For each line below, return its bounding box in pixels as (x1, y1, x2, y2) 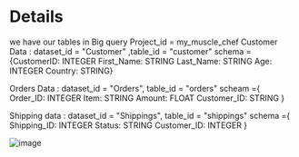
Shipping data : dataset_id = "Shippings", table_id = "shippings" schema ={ (9, 110, 291, 121)
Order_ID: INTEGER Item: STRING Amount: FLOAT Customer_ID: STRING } (9, 93, 285, 103)
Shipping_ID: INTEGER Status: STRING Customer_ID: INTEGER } (9, 120, 248, 131)
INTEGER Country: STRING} (9, 65, 114, 76)
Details (9, 6, 64, 27)
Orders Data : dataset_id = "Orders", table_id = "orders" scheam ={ (9, 83, 261, 93)
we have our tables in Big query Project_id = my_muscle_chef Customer (9, 36, 278, 47)
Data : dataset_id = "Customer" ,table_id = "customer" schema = (9, 45, 252, 56)
